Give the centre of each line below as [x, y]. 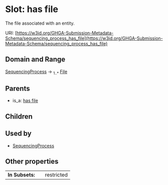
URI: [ [11, 33]
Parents [18, 88]
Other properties [32, 161]
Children [19, 116]
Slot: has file [32, 9]
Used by [18, 133]
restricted [56, 175]
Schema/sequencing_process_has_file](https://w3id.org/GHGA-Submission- [84, 38]
